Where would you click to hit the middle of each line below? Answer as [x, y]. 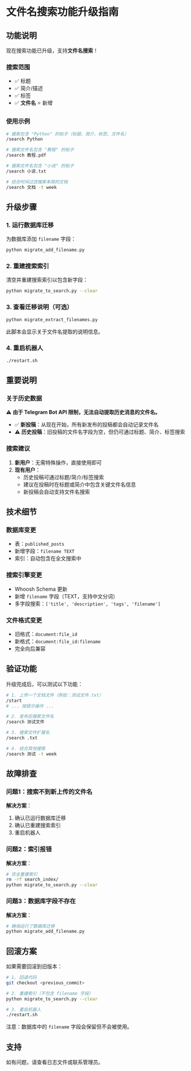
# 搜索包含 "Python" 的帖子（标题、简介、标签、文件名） [67, 134]
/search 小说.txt [26, 171]
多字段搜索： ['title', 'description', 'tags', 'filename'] [87, 604]
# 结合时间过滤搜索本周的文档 [37, 182]
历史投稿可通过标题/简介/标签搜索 [63, 477]
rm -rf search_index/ [32, 880]
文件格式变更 [24, 620]
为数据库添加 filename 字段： [41, 239]
